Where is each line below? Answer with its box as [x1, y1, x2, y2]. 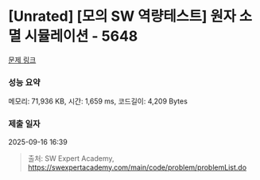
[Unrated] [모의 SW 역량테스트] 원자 [8, 7, 236, 25]
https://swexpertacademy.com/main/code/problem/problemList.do [27, 162, 247, 172]
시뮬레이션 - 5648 [24, 27, 138, 45]
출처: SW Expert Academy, [27, 153, 114, 163]
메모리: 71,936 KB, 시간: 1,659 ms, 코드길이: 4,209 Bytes [8, 96, 188, 106]
